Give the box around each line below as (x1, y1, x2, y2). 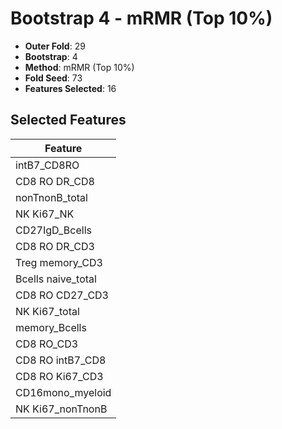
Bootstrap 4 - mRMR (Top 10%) (10, 7, 273, 30)
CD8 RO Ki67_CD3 (15, 369, 104, 383)
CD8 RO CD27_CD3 (15, 288, 109, 302)
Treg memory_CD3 (15, 255, 103, 269)
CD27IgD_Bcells (15, 223, 92, 237)
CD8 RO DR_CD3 (15, 239, 95, 253)
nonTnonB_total (15, 190, 88, 204)
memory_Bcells (15, 320, 87, 334)
